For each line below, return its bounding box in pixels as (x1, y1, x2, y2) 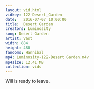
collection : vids (5, 64, 42, 69)
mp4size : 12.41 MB (5, 60, 44, 65)
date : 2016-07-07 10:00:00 (5, 17, 67, 22)
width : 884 (5, 41, 28, 46)
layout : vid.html (5, 7, 42, 13)
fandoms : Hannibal (5, 50, 44, 55)
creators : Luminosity (5, 26, 51, 32)
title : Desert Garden (5, 21, 53, 27)
